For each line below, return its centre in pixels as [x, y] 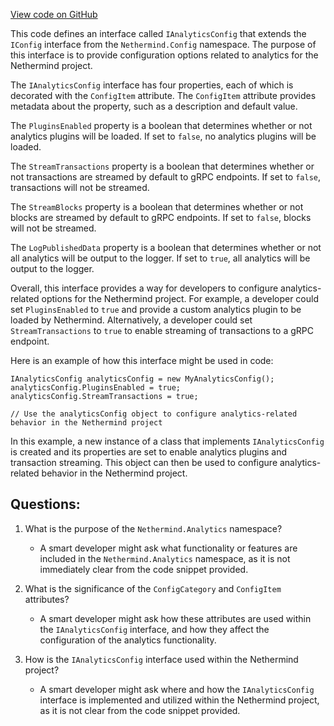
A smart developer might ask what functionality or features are [168, 548]
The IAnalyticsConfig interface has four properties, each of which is [152, 85]
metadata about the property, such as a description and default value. [154, 106]
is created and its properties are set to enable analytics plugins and [149, 452]
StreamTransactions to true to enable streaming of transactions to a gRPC [162, 330]
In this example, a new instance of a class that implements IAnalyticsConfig [167, 441]
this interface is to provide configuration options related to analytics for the [164, 55]
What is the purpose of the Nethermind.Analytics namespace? [153, 528]
